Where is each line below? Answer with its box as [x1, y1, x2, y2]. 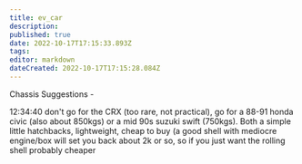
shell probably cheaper [9, 144, 96, 155]
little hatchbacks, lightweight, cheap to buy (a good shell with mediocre [9, 125, 277, 136]
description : [9, 22, 59, 31]
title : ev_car [9, 13, 64, 23]
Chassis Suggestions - [9, 88, 95, 100]
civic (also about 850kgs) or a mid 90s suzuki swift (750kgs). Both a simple [9, 115, 291, 127]
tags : [9, 47, 30, 56]
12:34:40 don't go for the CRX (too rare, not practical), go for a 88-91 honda [9, 106, 294, 117]
